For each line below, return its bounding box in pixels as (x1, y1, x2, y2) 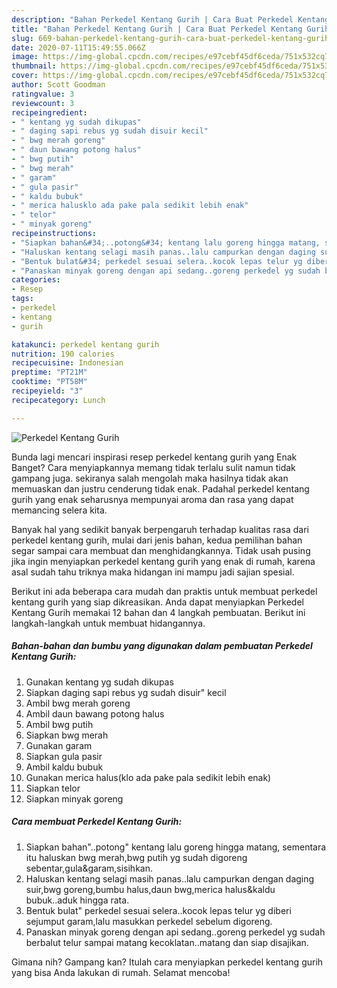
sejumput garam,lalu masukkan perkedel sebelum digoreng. (25, 915, 273, 927)
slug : (11, 33, 34, 43)
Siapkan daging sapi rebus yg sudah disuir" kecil (25, 686, 227, 698)
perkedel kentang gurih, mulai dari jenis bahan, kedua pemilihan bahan (11, 534, 303, 546)
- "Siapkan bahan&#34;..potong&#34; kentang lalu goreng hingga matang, (11, 237, 321, 248)
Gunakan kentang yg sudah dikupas (25, 676, 174, 688)
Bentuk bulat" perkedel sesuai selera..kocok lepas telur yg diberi (25, 904, 292, 916)
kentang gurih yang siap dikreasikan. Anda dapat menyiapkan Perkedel (11, 596, 304, 608)
